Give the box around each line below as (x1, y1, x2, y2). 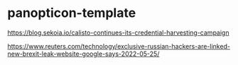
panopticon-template (7, 5, 136, 21)
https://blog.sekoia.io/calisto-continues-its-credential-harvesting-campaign (7, 28, 229, 37)
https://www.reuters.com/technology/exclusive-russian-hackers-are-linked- (7, 42, 231, 50)
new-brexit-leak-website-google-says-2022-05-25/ (7, 49, 160, 58)
